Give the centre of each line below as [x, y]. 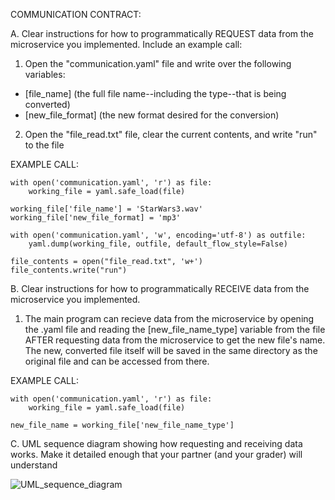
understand [34, 465]
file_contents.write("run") [69, 270]
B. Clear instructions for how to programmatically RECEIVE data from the [160, 288]
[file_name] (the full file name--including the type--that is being [155, 93]
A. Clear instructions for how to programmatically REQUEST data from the [162, 33]
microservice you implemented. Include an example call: [126, 44]
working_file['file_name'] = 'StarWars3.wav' [106, 209]
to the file [44, 145]
